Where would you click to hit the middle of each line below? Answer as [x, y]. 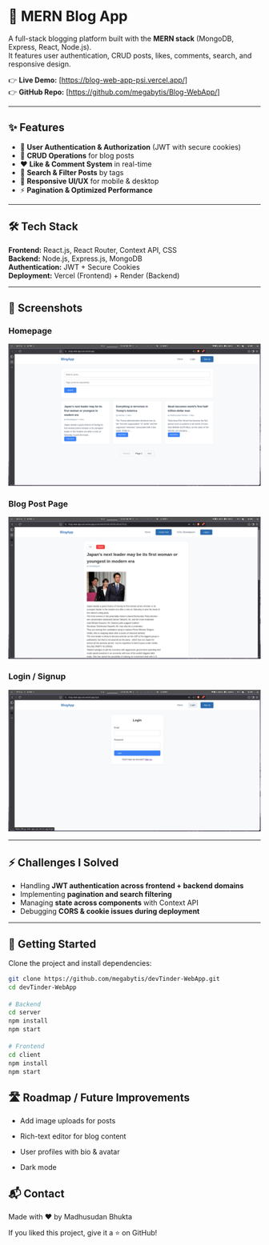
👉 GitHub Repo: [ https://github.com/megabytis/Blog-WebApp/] [114, 92]
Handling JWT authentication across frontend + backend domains [132, 886]
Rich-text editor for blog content [73, 1136]
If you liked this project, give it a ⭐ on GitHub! [83, 1233]
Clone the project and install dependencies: [80, 963]
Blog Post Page [38, 503]
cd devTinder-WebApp [43, 987]
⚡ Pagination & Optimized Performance [86, 190]
